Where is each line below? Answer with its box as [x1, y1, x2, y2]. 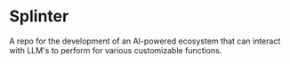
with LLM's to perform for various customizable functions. [9, 44, 222, 55]
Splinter [9, 6, 69, 27]
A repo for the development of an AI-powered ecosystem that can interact [9, 36, 281, 46]
